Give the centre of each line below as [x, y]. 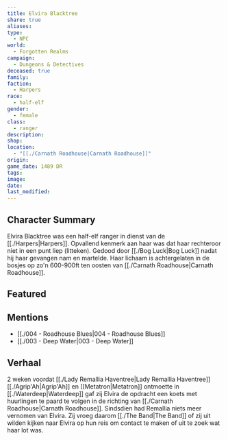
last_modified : [29, 192]
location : [21, 147]
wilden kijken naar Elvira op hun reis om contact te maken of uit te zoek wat [114, 423]
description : [26, 134]
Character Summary [51, 220]
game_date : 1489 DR [35, 166]
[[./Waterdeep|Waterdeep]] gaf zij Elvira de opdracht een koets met [102, 393]
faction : [20, 84]
